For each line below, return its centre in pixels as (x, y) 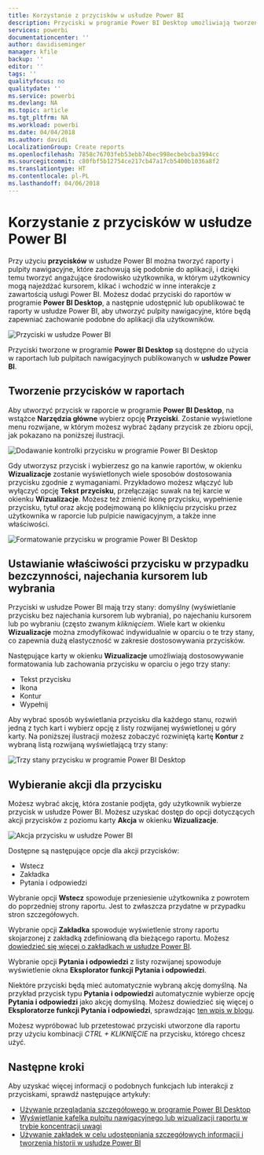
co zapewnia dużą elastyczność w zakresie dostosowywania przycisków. (126, 640)
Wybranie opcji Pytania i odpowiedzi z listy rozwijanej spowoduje (115, 962)
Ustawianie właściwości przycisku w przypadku (128, 564)
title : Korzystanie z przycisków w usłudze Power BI (96, 15)
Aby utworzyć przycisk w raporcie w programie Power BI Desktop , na (121, 410)
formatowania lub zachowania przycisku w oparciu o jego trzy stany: (119, 664)
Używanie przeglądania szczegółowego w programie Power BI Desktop (135, 1109)
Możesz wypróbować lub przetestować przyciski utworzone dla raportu (124, 1025)
